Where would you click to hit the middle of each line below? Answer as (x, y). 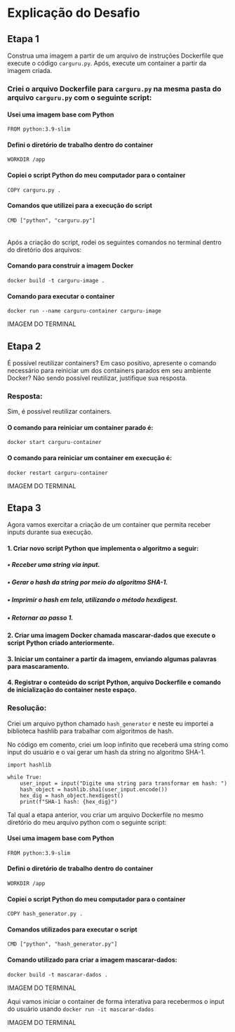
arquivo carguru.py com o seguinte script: (80, 98)
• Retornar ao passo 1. (40, 618)
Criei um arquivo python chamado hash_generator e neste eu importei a (110, 723)
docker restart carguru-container (58, 473)
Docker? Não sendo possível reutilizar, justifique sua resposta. (97, 378)
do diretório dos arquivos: (45, 249)
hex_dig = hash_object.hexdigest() (72, 795)
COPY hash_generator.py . (45, 914)
